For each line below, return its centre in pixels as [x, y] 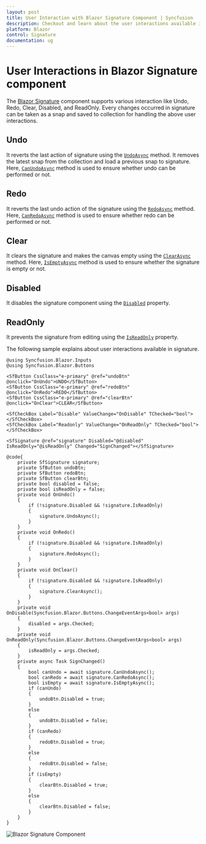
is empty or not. [26, 269]
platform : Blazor [29, 29]
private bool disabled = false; [59, 484]
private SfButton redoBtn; [52, 473]
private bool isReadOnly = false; [61, 489]
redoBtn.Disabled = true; [72, 742]
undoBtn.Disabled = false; [74, 720]
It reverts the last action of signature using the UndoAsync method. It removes [103, 155]
